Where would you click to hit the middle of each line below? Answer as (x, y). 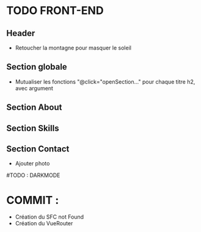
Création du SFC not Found (49, 217)
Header (21, 33)
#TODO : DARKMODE (33, 175)
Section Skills (33, 128)
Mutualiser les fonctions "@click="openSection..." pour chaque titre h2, (105, 82)
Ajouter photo (32, 164)
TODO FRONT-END (55, 11)
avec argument (34, 88)
